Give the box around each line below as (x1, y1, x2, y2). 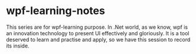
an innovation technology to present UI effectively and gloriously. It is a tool (6, 29, 190, 36)
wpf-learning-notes (6, 4, 105, 18)
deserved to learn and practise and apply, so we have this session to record (6, 36, 191, 43)
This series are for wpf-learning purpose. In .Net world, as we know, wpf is (6, 23, 188, 31)
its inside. (6, 42, 30, 49)
